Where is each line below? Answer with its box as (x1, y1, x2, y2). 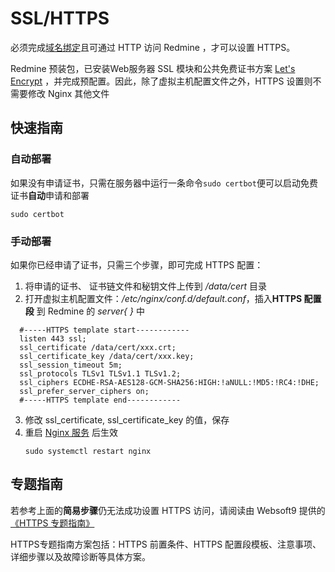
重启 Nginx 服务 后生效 (24, 426, 119, 438)
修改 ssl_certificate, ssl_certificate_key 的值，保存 (24, 413, 230, 426)
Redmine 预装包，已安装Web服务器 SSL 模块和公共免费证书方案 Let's (10, 62, 296, 74)
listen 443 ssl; (19, 333, 87, 344)
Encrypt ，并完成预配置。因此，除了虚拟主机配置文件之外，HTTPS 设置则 (10, 75, 313, 87)
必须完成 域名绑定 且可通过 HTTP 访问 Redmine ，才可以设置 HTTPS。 (10, 41, 296, 53)
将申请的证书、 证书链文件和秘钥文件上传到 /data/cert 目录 (24, 280, 268, 292)
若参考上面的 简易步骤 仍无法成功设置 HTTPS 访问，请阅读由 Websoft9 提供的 (10, 504, 326, 516)
